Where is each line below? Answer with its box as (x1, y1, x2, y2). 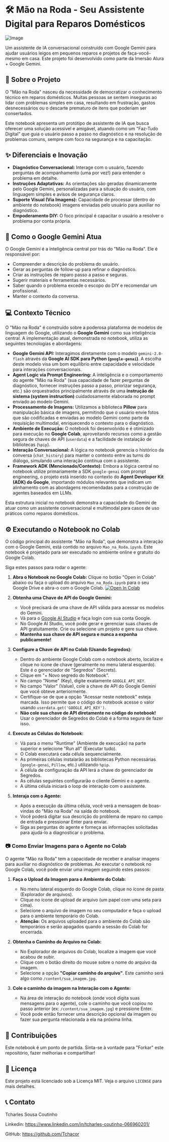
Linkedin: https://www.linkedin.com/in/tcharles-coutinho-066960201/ (5, 1121, 150, 1127)
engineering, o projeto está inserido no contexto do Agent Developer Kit (12, 474, 164, 480)
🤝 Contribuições (5, 1031, 57, 1039)
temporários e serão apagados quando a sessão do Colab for (20, 924, 148, 930)
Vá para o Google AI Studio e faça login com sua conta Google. (20, 615, 151, 621)
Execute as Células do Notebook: (12, 730, 84, 736)
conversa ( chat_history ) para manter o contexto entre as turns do (12, 453, 150, 459)
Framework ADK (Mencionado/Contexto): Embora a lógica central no (12, 463, 159, 469)
